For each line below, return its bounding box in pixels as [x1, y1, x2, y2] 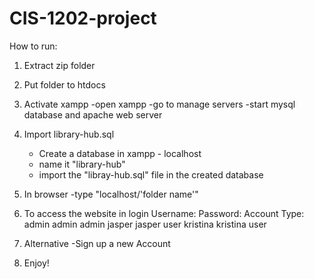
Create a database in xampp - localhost [38, 147, 202, 159]
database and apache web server [23, 108, 163, 121]
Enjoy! [23, 257, 50, 269]
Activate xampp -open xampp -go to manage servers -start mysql [23, 98, 296, 110]
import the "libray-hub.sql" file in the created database [38, 168, 264, 181]
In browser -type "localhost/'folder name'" [23, 188, 199, 200]
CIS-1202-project [9, 7, 157, 30]
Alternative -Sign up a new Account [23, 237, 171, 249]
